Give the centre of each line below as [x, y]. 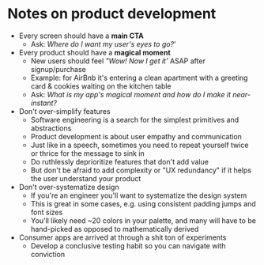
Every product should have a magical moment [94, 52]
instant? [43, 103]
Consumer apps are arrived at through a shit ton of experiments [123, 237]
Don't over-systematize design [69, 187]
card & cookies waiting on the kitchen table [101, 86]
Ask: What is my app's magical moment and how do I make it [130, 94]
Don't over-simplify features [65, 111]
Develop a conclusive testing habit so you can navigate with [128, 245]
